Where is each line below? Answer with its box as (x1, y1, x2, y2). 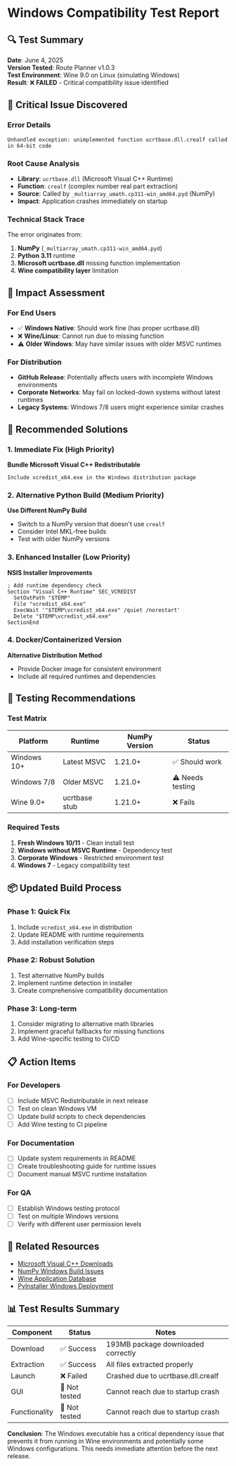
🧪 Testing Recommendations (7, 692, 136, 704)
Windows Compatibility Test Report (7, 5, 220, 21)
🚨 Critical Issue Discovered (7, 99, 128, 111)
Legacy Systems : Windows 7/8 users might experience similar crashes (17, 403, 224, 412)
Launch (11, 1370, 36, 1380)
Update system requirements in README (17, 1154, 136, 1162)
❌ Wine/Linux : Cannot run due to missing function (17, 332, 164, 340)
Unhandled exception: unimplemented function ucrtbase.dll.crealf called (7, 136, 228, 143)
